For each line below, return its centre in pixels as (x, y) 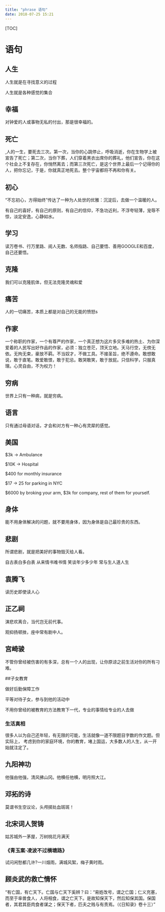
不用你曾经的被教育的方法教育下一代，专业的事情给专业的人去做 (69, 710)
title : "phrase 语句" (27, 10)
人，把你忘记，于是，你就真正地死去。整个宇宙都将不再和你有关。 (72, 170)
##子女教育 (16, 678)
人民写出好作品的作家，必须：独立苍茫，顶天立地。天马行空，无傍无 (87, 348)
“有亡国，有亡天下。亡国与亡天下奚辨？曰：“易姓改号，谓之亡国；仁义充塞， (82, 892)
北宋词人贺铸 (25, 824)
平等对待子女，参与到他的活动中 (37, 699)
